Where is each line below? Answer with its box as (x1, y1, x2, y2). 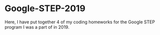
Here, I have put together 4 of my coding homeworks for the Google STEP (4, 19, 155, 25)
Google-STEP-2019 (4, 3, 86, 14)
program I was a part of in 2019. (4, 24, 70, 30)
